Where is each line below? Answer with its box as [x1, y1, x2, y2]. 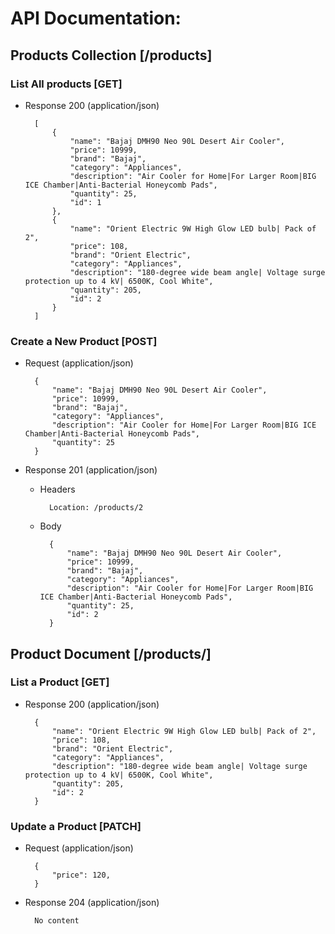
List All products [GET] [10, 77, 123, 91]
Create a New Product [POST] [10, 334, 158, 348]
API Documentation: [10, 7, 182, 30]
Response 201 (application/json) [24, 464, 158, 476]
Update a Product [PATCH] [10, 819, 142, 833]
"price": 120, [51, 870, 111, 881]
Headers [39, 483, 76, 496]
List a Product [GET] [10, 675, 110, 689]
